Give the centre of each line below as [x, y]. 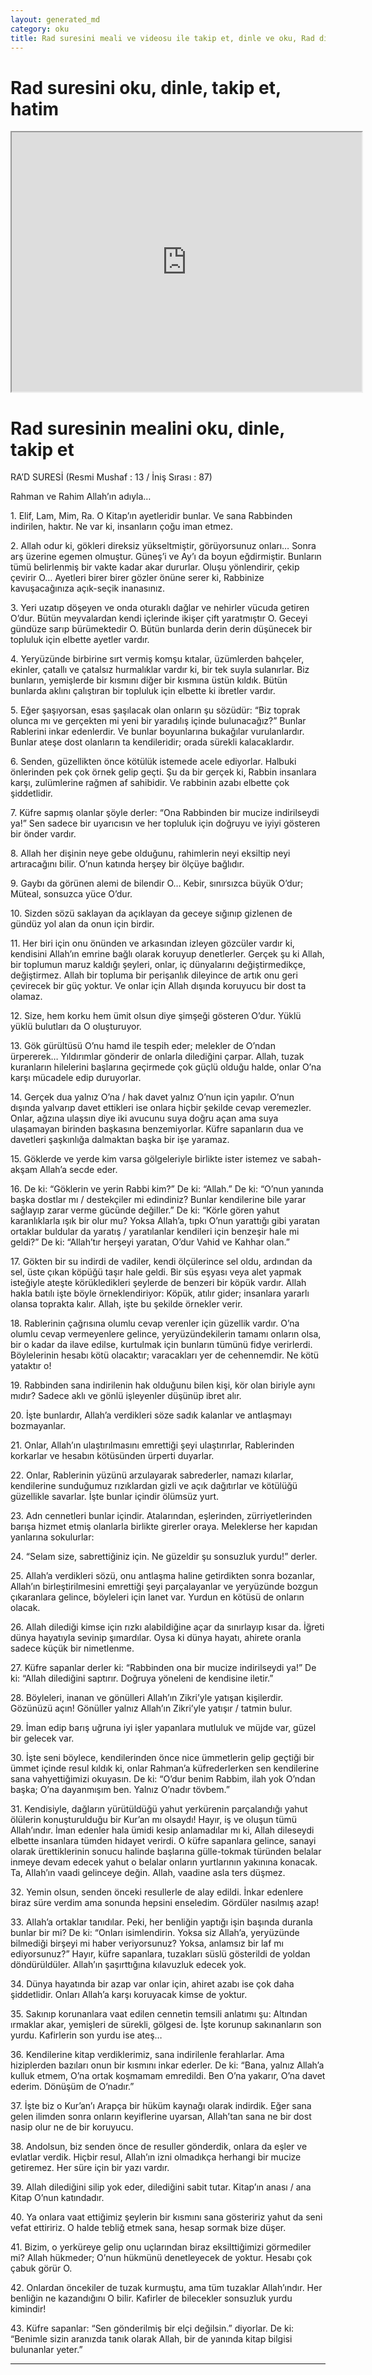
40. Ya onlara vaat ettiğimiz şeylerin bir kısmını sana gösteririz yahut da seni [166, 2217]
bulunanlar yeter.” [46, 2350]
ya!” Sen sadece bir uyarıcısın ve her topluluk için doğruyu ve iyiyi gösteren [165, 823]
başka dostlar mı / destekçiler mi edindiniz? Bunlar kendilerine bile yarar [158, 1200]
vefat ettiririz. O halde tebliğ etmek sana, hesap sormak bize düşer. [148, 2228]
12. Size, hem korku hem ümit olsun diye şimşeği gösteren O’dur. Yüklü [156, 1016]
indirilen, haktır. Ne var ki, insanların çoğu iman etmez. [122, 527]
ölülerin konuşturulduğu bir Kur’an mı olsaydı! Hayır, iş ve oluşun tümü [153, 1820]
